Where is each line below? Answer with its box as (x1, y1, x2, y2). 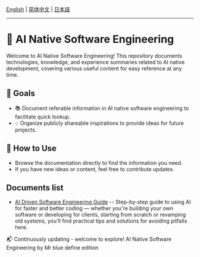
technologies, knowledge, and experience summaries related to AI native (6, 58, 185, 65)
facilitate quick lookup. (14, 113, 71, 120)
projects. (14, 126, 37, 133)
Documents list (6, 183, 64, 193)
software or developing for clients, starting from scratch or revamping (14, 211, 186, 218)
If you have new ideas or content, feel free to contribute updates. (14, 165, 174, 173)
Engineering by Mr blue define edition (6, 244, 99, 252)
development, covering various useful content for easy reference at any (6, 65, 183, 72)
